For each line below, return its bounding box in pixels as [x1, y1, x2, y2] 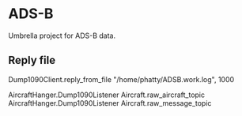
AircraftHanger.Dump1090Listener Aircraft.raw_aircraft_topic [8, 90, 206, 99]
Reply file [8, 54, 56, 67]
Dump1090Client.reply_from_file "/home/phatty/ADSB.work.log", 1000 [8, 74, 235, 84]
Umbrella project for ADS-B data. [8, 31, 116, 40]
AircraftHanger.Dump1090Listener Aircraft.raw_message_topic [8, 98, 212, 107]
